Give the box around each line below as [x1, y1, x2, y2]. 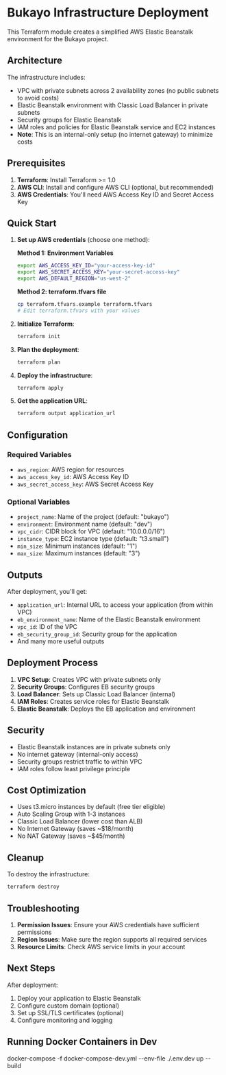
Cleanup [7, 852, 45, 863]
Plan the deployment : [16, 345, 79, 353]
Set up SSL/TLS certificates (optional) [16, 1008, 125, 1017]
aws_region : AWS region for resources [16, 465, 125, 474]
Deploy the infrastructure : [16, 371, 93, 379]
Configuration [7, 429, 68, 441]
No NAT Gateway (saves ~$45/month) [16, 832, 125, 840]
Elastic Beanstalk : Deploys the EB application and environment [16, 705, 196, 713]
